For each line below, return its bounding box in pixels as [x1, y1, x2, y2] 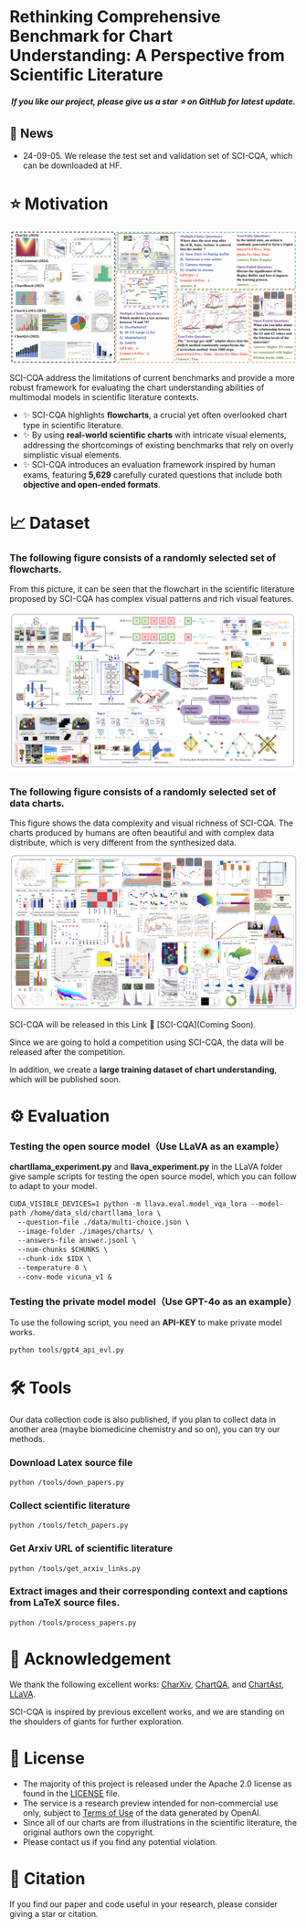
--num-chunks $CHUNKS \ [17, 1245, 108, 1255]
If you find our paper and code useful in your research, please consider [9, 1898, 279, 1910]
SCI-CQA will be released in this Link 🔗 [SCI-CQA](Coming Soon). [9, 1018, 257, 1029]
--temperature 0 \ [17, 1263, 89, 1273]
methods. [9, 1433, 46, 1444]
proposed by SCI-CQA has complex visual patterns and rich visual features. [9, 594, 294, 605]
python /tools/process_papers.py [9, 1618, 137, 1628]
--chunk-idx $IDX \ [17, 1254, 92, 1264]
